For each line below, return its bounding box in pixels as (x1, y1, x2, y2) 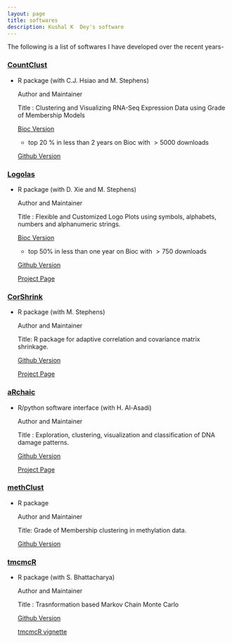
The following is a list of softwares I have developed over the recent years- (7, 43, 224, 51)
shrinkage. (17, 342, 49, 351)
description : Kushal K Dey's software (7, 23, 124, 30)
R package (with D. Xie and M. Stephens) (17, 185, 137, 193)
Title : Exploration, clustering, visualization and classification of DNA (17, 430, 216, 439)
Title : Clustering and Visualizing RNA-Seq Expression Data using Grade (17, 103, 226, 112)
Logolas (7, 169, 35, 179)
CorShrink (7, 292, 44, 301)
